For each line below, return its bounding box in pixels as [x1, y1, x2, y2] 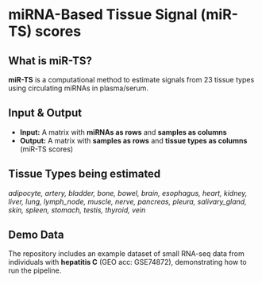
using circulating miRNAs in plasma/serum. [8, 83, 149, 93]
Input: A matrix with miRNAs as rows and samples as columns [19, 127, 228, 136]
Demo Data [8, 228, 65, 242]
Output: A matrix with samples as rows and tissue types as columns [19, 136, 248, 145]
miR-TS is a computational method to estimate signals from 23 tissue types [8, 75, 255, 84]
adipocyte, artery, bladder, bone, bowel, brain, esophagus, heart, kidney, [8, 188, 248, 197]
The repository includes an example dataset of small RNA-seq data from [8, 249, 245, 258]
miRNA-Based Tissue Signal [8, 6, 198, 24]
